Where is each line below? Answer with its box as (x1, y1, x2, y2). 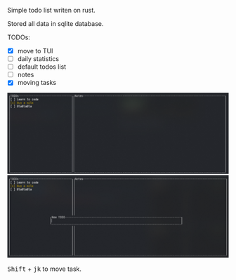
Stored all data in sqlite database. (7, 20, 104, 27)
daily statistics (17, 55, 60, 63)
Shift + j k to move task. (7, 265, 82, 273)
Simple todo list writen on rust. (7, 6, 96, 14)
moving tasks (17, 79, 57, 87)
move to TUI (17, 47, 53, 55)
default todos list (17, 62, 67, 71)
